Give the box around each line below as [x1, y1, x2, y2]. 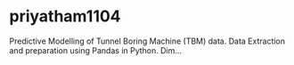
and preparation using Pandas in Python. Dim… [9, 45, 183, 55]
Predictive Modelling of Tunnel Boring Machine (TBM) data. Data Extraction [9, 36, 286, 46]
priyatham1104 [9, 6, 122, 27]
